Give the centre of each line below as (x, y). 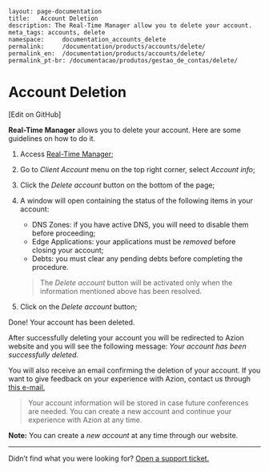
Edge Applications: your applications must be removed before (134, 241)
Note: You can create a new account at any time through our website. (123, 435)
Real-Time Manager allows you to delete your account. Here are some (125, 130)
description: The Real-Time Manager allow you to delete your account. (130, 26)
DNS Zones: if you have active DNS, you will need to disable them (140, 224)
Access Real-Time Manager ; (66, 154)
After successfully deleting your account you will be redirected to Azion (126, 337)
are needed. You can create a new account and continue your (130, 411)
